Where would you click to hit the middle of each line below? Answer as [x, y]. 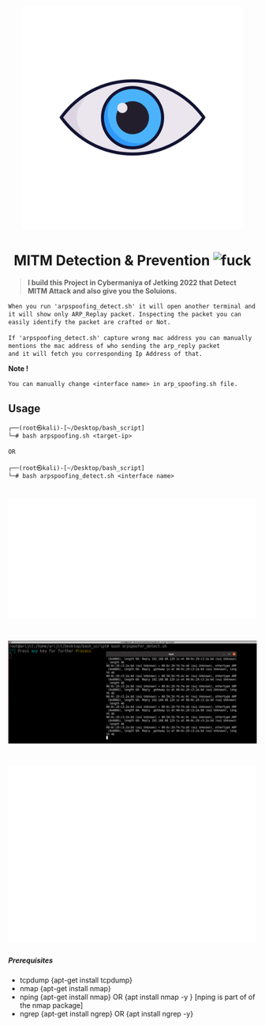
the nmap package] [51, 1005]
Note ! [19, 369]
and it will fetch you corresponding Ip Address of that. [105, 354]
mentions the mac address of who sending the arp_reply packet [114, 346]
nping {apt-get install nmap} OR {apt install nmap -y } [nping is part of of [137, 997]
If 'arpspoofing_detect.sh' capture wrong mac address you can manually [130, 339]
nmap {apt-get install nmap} [65, 989]
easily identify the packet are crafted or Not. [90, 323]
